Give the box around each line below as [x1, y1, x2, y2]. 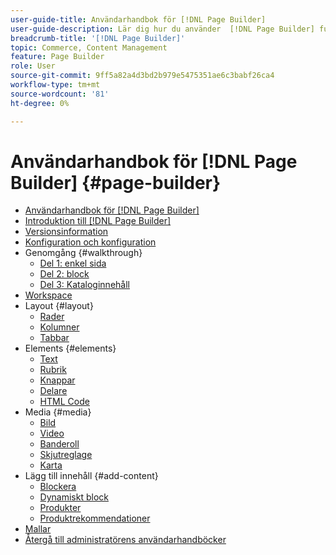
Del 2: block [39, 268, 90, 280]
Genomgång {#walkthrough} [24, 247, 143, 259]
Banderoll [39, 438, 80, 450]
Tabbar [39, 332, 70, 344]
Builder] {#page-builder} [10, 171, 222, 194]
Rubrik [39, 364, 67, 376]
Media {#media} [24, 406, 92, 418]
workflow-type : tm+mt [10, 80, 101, 90]
